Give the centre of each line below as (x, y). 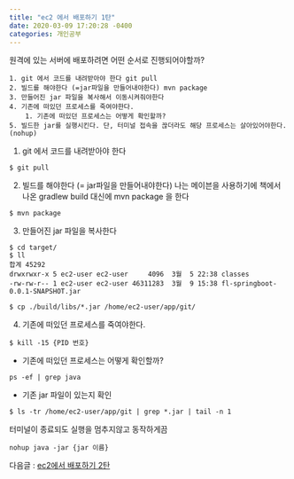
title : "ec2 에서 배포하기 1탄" (62, 17)
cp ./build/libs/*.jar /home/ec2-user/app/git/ (107, 307)
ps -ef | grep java (45, 378)
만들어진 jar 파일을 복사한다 (69, 231)
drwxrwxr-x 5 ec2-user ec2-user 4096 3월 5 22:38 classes (129, 275)
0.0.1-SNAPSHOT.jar (45, 292)
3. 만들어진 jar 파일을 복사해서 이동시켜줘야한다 (87, 98)
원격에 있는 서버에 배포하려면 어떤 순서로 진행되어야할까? (107, 60)
